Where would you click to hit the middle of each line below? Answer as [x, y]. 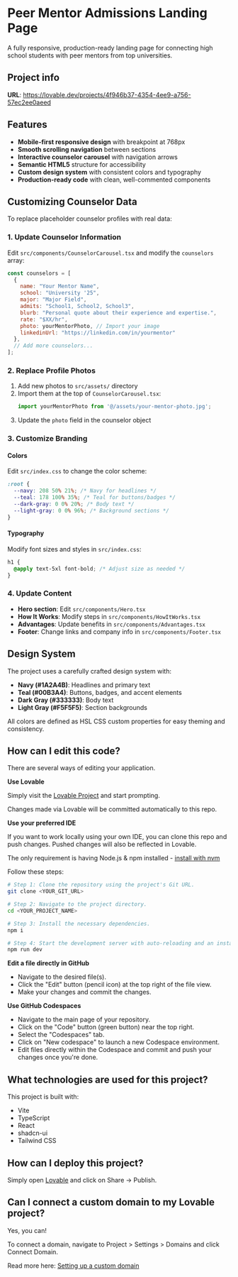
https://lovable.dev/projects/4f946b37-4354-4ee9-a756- [107, 94]
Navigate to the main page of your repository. [84, 1019]
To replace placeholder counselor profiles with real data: [90, 219]
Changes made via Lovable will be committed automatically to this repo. [112, 809]
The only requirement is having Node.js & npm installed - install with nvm [114, 858]
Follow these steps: [35, 872]
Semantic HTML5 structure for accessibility [82, 164]
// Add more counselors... [53, 346]
